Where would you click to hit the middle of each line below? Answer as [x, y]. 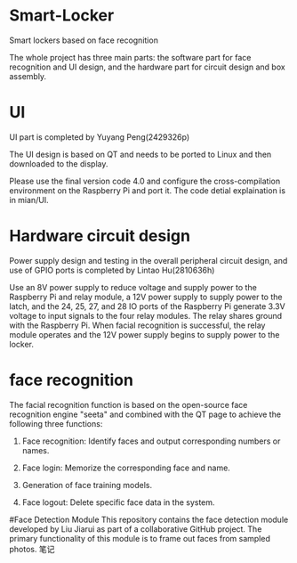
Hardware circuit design [100, 236]
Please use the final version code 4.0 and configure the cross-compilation [145, 181]
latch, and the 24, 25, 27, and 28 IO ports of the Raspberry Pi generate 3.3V [148, 306]
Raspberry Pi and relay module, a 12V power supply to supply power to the [146, 297]
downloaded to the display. [59, 163]
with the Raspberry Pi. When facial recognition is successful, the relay [137, 325]
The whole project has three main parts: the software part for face [130, 57]
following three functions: [56, 423]
